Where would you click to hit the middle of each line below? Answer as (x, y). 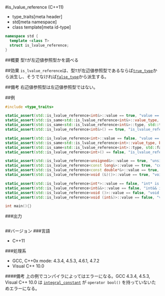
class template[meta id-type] (41, 27)
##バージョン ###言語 (27, 231)
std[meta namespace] (34, 22)
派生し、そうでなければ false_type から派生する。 (59, 76)
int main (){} (18, 206)
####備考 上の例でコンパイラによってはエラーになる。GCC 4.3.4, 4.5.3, (78, 276)
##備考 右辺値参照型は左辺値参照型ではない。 (52, 87)
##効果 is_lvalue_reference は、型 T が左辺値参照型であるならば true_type (79, 70)
